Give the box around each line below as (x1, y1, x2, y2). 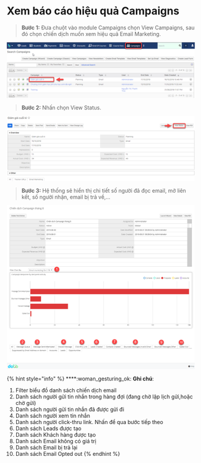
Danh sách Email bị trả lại (15, 444, 78, 451)
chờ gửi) (15, 400, 36, 407)
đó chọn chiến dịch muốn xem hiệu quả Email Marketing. (21, 30, 161, 37)
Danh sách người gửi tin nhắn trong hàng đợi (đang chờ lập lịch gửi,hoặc (15, 393, 193, 400)
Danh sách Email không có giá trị (15, 438, 97, 445)
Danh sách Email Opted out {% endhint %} (15, 450, 120, 458)
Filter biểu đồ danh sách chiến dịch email (15, 387, 117, 394)
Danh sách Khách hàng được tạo (15, 431, 96, 438)
